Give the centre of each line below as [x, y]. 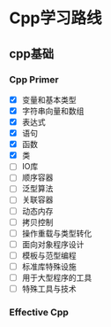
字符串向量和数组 [53, 111]
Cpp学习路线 [56, 18]
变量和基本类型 [49, 99]
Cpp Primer [34, 79]
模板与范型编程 [49, 255]
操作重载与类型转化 [57, 233]
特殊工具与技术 [49, 288]
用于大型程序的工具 [57, 277]
